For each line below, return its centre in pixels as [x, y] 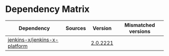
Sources [76, 28]
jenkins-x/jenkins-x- [33, 39]
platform [18, 46]
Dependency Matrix [47, 9]
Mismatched [140, 25]
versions [140, 31]
